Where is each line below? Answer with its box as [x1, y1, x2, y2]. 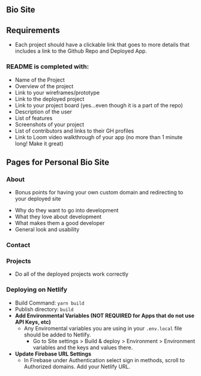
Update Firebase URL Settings [14, 350, 92, 357]
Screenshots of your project [14, 121, 85, 128]
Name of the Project [14, 76, 65, 83]
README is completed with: [6, 62, 89, 71]
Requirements [6, 25, 60, 35]
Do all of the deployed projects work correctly [14, 270, 129, 278]
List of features [14, 114, 53, 122]
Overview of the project [14, 82, 74, 89]
